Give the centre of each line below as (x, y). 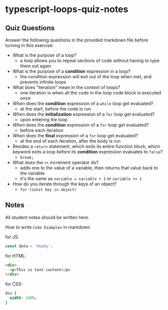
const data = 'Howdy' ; (29, 246)
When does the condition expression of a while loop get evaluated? (83, 104)
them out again (35, 66)
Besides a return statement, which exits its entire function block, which (86, 146)
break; (27, 158)
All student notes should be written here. (47, 217)
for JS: (12, 237)
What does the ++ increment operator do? (56, 162)
